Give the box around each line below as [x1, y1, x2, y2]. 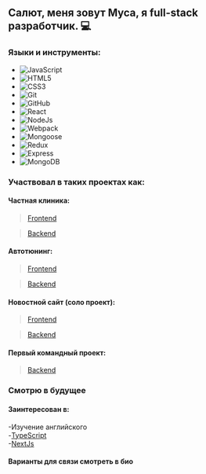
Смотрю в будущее [8, 385, 86, 396]
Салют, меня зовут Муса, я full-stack [8, 6, 198, 20]
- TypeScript [8, 430, 47, 439]
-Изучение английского [8, 422, 88, 432]
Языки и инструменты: [8, 47, 101, 58]
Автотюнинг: [8, 247, 53, 256]
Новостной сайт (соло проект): [8, 297, 116, 307]
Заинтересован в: [8, 404, 70, 413]
